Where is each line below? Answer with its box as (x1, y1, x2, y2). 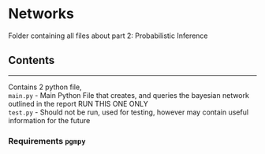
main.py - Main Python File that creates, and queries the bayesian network (8, 90, 250, 100)
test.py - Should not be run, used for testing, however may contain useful (8, 107, 249, 117)
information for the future (8, 115, 91, 125)
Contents (8, 54, 55, 67)
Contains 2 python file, (8, 82, 82, 92)
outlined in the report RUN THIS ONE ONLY (8, 99, 148, 108)
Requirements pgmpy (8, 135, 86, 146)
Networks (8, 5, 75, 23)
